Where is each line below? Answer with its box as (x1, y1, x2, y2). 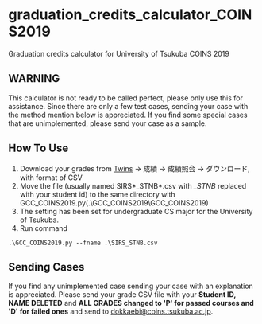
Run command (19, 223, 67, 232)
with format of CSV (19, 173, 83, 182)
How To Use (8, 142, 69, 155)
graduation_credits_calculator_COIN (8, 6, 252, 24)
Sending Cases (8, 260, 85, 274)
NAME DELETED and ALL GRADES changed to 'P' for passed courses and (8, 299, 254, 308)
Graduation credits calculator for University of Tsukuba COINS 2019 (8, 49, 230, 58)
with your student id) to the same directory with (19, 189, 176, 199)
